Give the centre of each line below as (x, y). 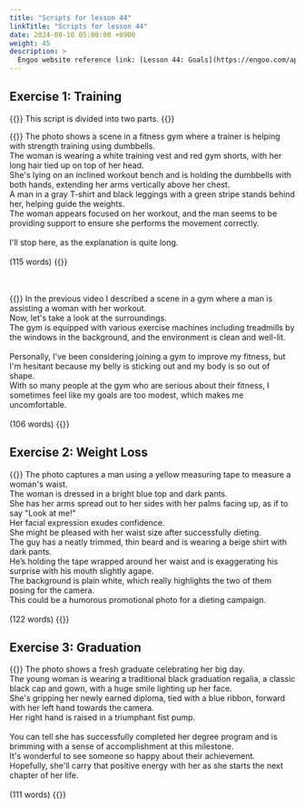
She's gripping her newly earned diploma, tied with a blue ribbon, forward (148, 698)
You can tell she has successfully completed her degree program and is (144, 737)
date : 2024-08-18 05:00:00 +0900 (73, 34)
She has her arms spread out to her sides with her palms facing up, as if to (149, 503)
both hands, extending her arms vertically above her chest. (120, 184)
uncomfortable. (38, 404)
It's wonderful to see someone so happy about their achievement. (133, 756)
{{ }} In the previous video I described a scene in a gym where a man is (141, 298)
